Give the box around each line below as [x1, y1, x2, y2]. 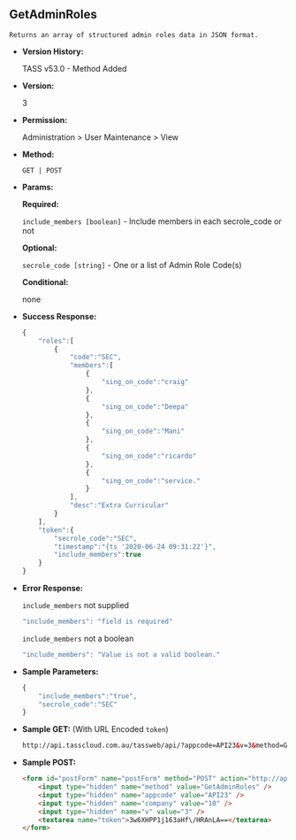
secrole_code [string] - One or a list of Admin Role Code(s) [21, 259, 242, 270]
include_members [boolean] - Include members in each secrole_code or [21, 216, 283, 227]
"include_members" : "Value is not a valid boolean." [21, 650, 221, 659]
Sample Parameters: [21, 666, 99, 676]
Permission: [21, 114, 68, 125]
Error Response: [21, 583, 84, 594]
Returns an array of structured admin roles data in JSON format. [9, 30, 259, 39]
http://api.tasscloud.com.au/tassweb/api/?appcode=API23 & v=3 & [21, 741, 256, 751]
